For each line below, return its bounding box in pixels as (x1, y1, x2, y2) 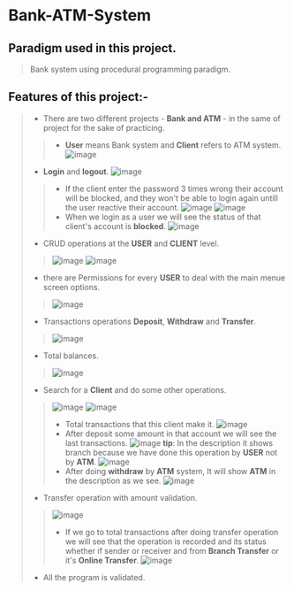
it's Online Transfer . (64, 555, 139, 565)
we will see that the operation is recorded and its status (64, 536, 267, 547)
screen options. (42, 281, 101, 292)
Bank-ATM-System (8, 5, 152, 26)
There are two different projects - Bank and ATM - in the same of (42, 112, 281, 124)
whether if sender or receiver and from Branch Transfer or (64, 545, 280, 556)
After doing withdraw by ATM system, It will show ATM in (64, 465, 276, 476)
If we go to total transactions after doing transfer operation (64, 526, 279, 537)
